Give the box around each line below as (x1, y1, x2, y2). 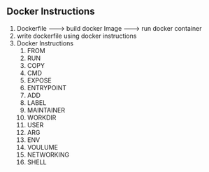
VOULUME (27, 143, 59, 151)
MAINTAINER (27, 106, 66, 114)
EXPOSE (27, 76, 52, 85)
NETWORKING (27, 150, 70, 159)
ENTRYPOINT (27, 83, 67, 92)
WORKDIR (27, 113, 57, 122)
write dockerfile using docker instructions (16, 31, 137, 40)
